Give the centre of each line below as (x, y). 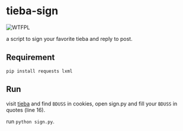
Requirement (30, 57)
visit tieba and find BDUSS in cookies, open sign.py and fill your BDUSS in (92, 103)
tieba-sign (32, 11)
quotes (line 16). (26, 110)
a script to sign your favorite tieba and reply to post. (69, 39)
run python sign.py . (30, 121)
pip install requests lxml (39, 71)
